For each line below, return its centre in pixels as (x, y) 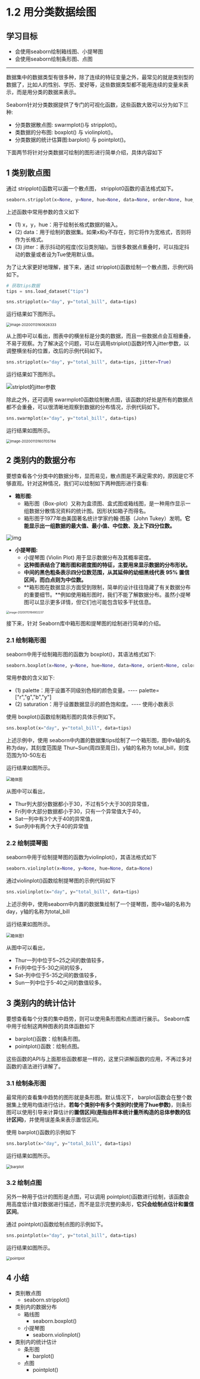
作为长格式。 (30, 239)
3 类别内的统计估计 (41, 1003)
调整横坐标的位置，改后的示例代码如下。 (56, 351)
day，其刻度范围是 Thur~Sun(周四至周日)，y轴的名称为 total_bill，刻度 (103, 748)
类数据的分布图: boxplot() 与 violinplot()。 (65, 132)
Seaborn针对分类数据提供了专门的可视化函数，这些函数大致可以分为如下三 (97, 105)
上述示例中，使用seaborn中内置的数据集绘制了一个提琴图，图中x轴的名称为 (99, 904)
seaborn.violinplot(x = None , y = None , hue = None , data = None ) (79, 869)
